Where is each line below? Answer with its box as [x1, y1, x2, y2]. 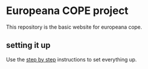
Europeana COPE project [6, 4, 129, 18]
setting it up [6, 40, 51, 50]
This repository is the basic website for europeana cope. [6, 23, 142, 30]
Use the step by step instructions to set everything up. [6, 56, 137, 63]
